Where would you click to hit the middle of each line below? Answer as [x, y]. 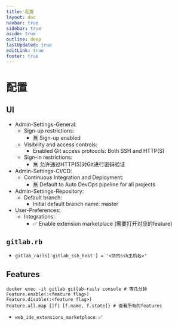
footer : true [22, 56]
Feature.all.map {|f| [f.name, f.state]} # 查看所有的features [84, 306]
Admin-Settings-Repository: [49, 191]
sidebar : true [24, 28]
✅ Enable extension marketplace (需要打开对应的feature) [102, 223]
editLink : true [25, 51]
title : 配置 [20, 12]
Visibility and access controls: [60, 144]
